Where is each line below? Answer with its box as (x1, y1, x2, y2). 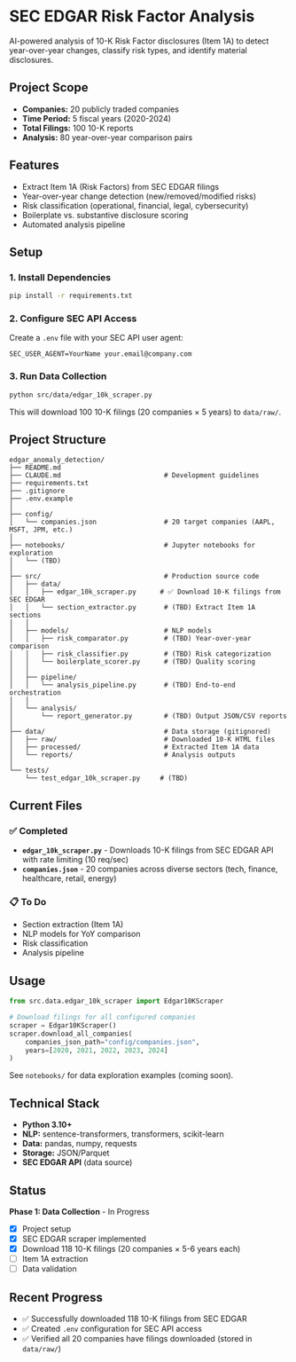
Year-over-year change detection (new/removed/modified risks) (21, 191, 257, 201)
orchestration (9, 689, 62, 697)
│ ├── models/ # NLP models (9, 626, 213, 635)
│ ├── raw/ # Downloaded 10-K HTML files (9, 735, 276, 744)
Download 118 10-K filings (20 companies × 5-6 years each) (21, 1244, 241, 1255)
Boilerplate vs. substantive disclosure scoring (21, 209, 189, 220)
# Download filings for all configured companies (9, 1013, 197, 1022)
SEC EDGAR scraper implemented (21, 1233, 146, 1244)
